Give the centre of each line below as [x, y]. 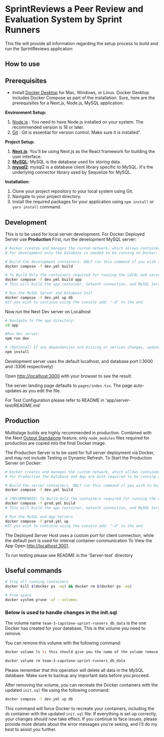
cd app [12, 325]
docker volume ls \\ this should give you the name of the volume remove [82, 652]
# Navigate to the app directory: [40, 320]
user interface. [27, 157]
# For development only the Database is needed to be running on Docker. [82, 253]
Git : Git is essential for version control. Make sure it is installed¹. [77, 132]
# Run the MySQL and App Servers [39, 517]
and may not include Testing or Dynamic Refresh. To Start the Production [79, 457]
